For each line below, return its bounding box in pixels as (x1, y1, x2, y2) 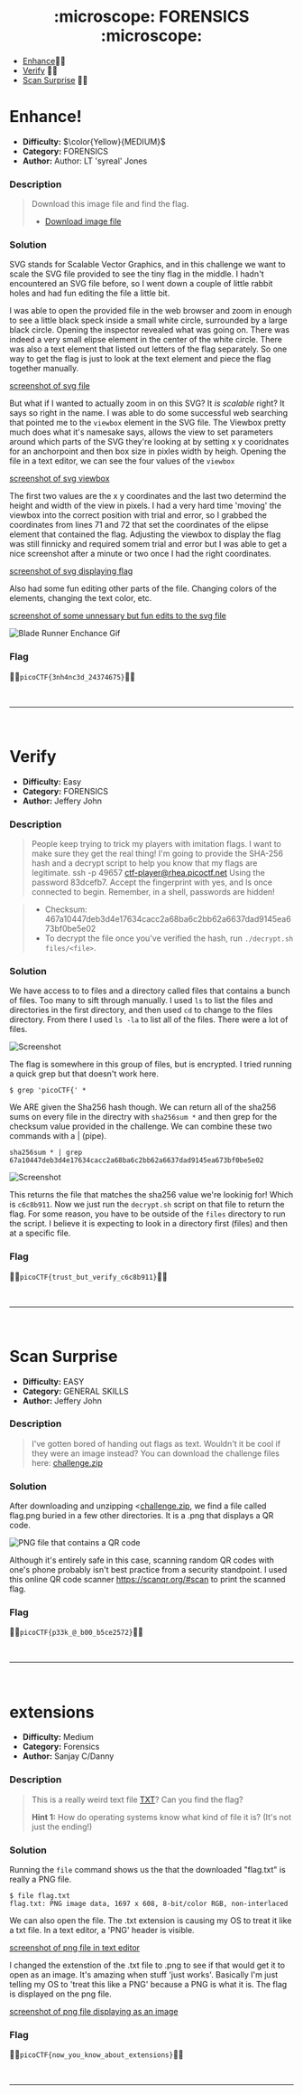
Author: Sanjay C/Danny (22, 1751, 115, 1761)
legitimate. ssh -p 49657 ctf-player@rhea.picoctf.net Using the (31, 868, 266, 878)
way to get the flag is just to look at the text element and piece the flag (9, 353, 271, 364)
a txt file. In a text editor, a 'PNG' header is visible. (9, 1924, 196, 1935)
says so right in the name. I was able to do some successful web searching (9, 408, 289, 418)
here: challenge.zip (31, 1457, 104, 1468)
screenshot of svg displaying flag (9, 566, 133, 577)
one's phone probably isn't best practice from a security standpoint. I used (9, 1564, 288, 1575)
